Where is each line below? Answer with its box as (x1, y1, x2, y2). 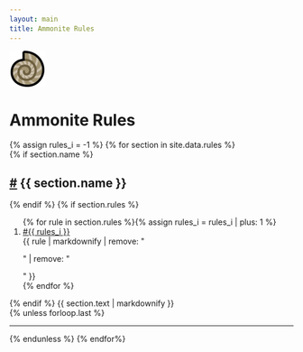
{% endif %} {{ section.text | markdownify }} (9, 298, 174, 309)
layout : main (9, 14, 59, 23)
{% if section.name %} (9, 149, 94, 160)
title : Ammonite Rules (9, 23, 95, 33)
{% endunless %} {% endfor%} (9, 334, 126, 345)
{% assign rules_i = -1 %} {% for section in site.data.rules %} (9, 140, 236, 151)
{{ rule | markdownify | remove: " (22, 236, 145, 247)
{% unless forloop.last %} (9, 308, 106, 319)
